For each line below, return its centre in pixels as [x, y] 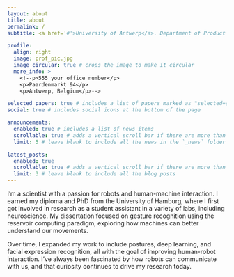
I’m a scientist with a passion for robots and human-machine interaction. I [112, 193]
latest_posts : [28, 155]
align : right [32, 52]
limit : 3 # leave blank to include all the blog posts [95, 174]
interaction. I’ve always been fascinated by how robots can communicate [112, 259]
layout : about [28, 14]
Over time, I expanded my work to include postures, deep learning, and [109, 244]
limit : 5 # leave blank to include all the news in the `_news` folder [120, 142]
